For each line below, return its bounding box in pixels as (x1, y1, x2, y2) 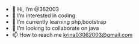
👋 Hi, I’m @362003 (11, 6, 59, 12)
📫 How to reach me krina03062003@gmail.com (11, 32, 133, 38)
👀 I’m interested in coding (11, 12, 76, 19)
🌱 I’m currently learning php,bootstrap (11, 18, 107, 25)
